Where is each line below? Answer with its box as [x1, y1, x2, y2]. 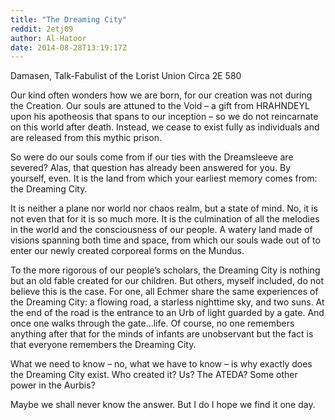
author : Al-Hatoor [10, 33, 87, 43]
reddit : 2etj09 [10, 24, 74, 34]
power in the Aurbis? [10, 379, 96, 391]
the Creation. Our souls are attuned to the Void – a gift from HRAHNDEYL [10, 100, 310, 112]
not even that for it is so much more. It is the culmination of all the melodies [10, 213, 320, 225]
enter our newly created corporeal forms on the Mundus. [10, 245, 245, 257]
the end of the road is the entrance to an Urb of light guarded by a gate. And [10, 307, 325, 319]
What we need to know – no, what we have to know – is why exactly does [10, 358, 313, 370]
